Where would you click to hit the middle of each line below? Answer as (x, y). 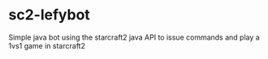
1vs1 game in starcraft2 (47, 45)
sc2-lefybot (50, 15)
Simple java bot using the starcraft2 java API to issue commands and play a (134, 37)
